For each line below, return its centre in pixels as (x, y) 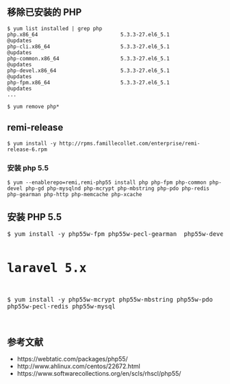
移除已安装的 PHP (44, 12)
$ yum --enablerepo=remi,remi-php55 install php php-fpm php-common (107, 182)
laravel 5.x (47, 268)
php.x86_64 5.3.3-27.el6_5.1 (88, 34)
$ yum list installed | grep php (55, 28)
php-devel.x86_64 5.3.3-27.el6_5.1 (88, 71)
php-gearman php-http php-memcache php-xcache (75, 194)
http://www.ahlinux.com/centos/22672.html (78, 366)
